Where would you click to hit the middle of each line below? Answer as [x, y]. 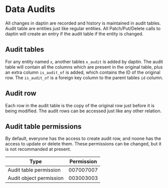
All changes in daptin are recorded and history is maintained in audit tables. [83, 23]
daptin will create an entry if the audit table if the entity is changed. [74, 34]
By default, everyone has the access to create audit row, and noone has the [83, 138]
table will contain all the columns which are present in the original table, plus [84, 67]
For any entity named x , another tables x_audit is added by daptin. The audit [84, 62]
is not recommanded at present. [38, 149]
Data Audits [30, 9]
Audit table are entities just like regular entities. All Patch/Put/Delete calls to [83, 28]
